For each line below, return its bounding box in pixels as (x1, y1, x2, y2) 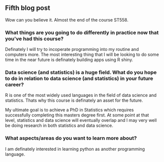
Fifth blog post (5, 4, 50, 12)
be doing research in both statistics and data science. (5, 122, 114, 129)
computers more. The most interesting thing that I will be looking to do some (5, 51, 159, 58)
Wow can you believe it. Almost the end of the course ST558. (5, 17, 129, 23)
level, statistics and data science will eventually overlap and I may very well (5, 117, 157, 123)
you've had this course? (5, 35, 64, 42)
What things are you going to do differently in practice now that (5, 29, 159, 36)
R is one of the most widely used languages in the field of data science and (5, 93, 157, 98)
